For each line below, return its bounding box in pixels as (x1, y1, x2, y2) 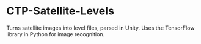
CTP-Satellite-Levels (6, 4, 115, 18)
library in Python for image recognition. (6, 30, 105, 37)
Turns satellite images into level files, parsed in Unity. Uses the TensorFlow (6, 24, 195, 31)
